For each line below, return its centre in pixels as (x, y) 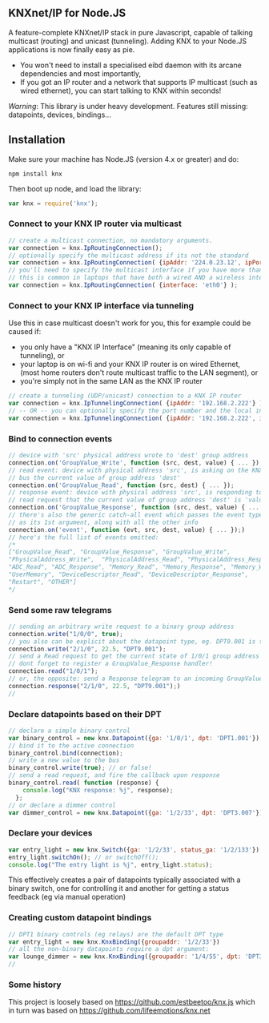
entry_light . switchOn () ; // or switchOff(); (84, 857)
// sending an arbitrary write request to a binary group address (121, 626)
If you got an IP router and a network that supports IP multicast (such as (139, 82)
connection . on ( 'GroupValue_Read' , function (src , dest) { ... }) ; (121, 485)
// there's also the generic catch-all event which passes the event (127, 515)
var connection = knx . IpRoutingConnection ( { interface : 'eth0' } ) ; (123, 285)
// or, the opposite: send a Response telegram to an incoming (116, 679)
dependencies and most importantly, (80, 73)
